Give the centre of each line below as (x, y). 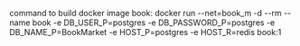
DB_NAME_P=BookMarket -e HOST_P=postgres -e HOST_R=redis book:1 (145, 32)
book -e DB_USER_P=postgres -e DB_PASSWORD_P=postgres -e (154, 23)
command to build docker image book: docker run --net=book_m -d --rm (145, 13)
